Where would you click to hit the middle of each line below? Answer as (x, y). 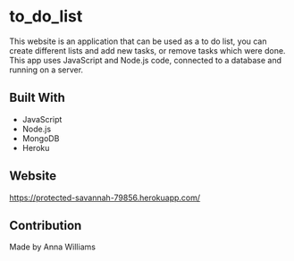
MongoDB (41, 138)
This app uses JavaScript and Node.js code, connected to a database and (145, 60)
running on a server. (46, 70)
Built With (37, 98)
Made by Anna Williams (53, 247)
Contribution (46, 225)
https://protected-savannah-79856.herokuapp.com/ (105, 198)
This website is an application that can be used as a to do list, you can (138, 41)
